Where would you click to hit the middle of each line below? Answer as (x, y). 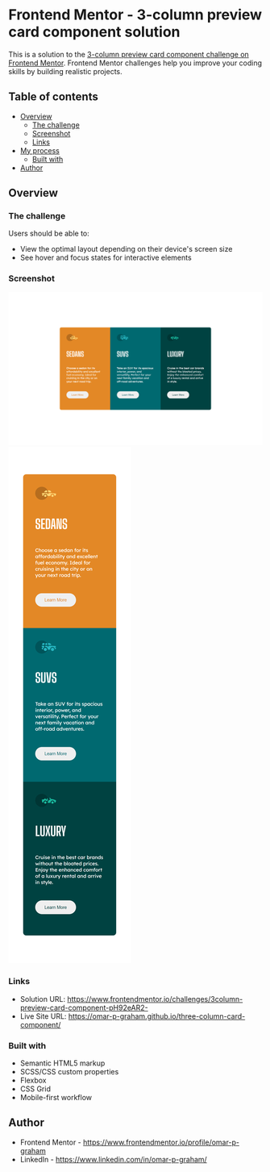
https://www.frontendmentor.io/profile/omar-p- (162, 1142)
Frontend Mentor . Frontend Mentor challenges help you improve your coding (135, 63)
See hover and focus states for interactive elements (106, 258)
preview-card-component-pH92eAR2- (84, 1007)
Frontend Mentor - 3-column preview (135, 15)
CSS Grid (35, 1089)
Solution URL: (43, 999)
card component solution (94, 32)
